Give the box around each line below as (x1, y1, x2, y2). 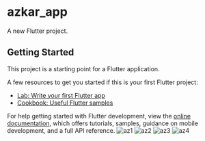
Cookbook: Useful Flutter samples (16, 99, 113, 107)
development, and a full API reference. (7, 126, 115, 134)
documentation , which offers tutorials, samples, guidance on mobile (7, 119, 198, 127)
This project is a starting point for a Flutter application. (7, 64, 160, 73)
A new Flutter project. (7, 27, 68, 35)
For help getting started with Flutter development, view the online (7, 112, 191, 120)
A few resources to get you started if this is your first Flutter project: (7, 78, 198, 86)
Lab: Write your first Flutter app (16, 91, 106, 99)
